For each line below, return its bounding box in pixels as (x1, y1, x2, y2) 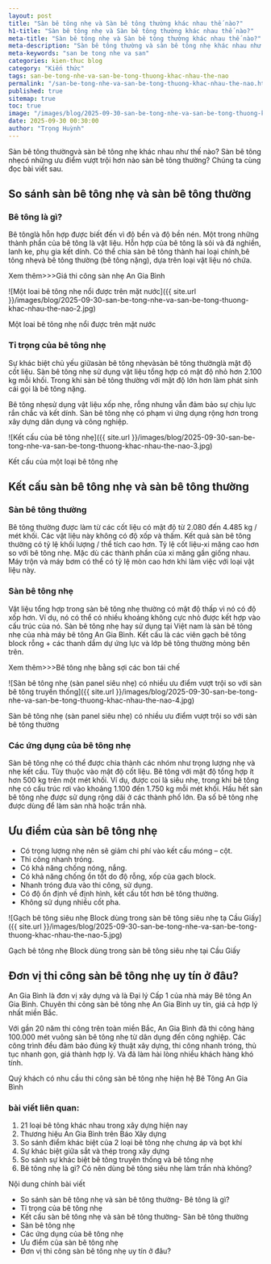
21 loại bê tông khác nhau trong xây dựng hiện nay (19, 1120, 188, 1130)
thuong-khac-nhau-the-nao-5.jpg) (8, 930, 123, 939)
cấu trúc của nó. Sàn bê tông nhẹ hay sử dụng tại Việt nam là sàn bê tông (8, 621, 252, 631)
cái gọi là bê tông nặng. (8, 384, 87, 393)
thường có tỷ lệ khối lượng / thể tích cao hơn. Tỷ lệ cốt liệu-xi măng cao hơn (8, 540, 260, 549)
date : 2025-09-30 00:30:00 (8, 117, 99, 125)
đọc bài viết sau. (8, 163, 64, 174)
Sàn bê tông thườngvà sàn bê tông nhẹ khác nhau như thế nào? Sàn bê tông (8, 146, 262, 156)
